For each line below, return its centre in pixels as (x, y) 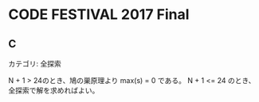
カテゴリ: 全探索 (35, 64)
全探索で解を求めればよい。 (54, 90)
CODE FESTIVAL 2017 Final (99, 15)
